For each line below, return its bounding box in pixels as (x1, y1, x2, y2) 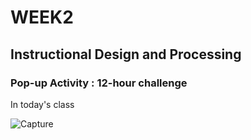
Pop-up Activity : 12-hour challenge (10, 76, 188, 90)
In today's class (10, 98, 75, 110)
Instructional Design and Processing (10, 46, 242, 63)
